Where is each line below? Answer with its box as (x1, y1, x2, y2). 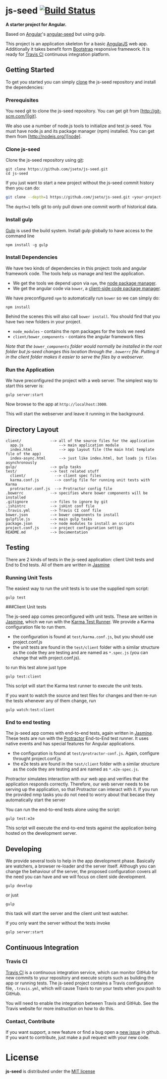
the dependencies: (5, 84, 44, 90)
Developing (5, 845, 42, 853)
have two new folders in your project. (5, 318, 82, 324)
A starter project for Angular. (5, 21, 66, 27)
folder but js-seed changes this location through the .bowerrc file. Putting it (5, 348, 159, 354)
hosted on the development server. (5, 830, 77, 836)
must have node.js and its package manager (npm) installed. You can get (5, 128, 155, 134)
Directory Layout (5, 425, 59, 434)
